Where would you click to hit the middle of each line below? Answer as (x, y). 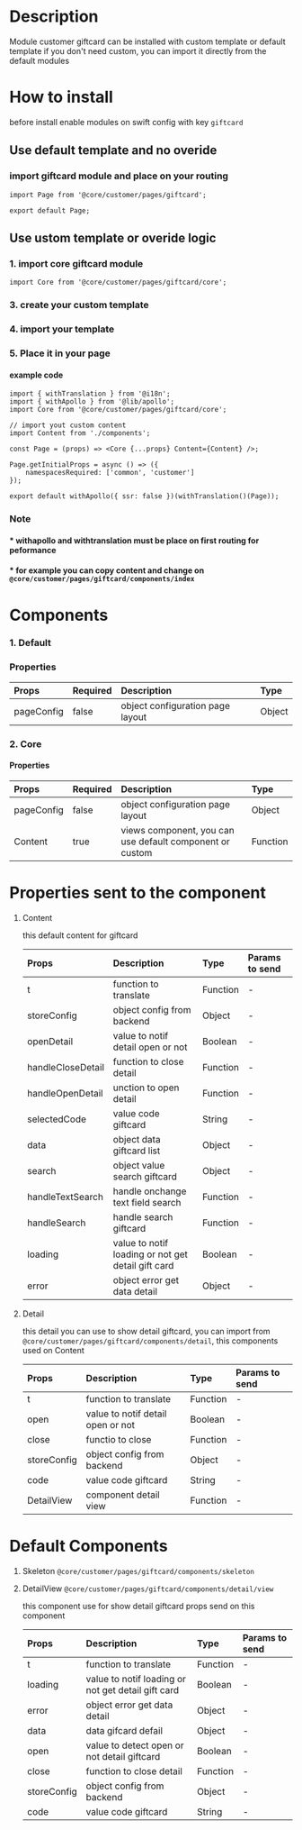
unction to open (146, 1088)
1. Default (30, 643)
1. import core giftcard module (76, 263)
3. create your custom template (80, 305)
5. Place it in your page (60, 353)
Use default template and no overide (113, 150)
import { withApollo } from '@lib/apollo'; (92, 402)
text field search (147, 1202)
